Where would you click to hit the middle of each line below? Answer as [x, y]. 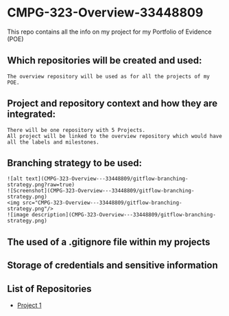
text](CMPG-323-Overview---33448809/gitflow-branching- [107, 179]
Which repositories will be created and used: [105, 61]
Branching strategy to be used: [75, 163]
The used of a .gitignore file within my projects [109, 242]
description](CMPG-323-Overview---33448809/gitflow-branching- [124, 215]
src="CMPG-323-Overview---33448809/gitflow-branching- [103, 203]
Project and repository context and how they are [112, 103]
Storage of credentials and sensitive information [112, 266]
